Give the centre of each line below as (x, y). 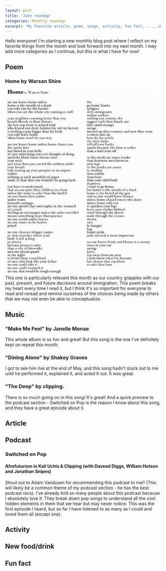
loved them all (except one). (33, 514)
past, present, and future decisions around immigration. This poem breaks (81, 283)
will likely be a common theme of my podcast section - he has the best (77, 488)
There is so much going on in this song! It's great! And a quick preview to (80, 397)
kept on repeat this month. (32, 345)
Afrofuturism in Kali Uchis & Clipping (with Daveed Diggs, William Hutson (82, 466)
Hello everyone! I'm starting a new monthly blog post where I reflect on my (81, 41)
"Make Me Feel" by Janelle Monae (47, 329)
